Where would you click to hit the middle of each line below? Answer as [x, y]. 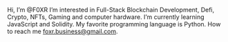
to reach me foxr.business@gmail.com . [63, 31]
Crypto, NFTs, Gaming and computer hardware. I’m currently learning [106, 17]
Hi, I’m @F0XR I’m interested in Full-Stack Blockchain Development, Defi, [111, 10]
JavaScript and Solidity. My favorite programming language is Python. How [114, 24]
